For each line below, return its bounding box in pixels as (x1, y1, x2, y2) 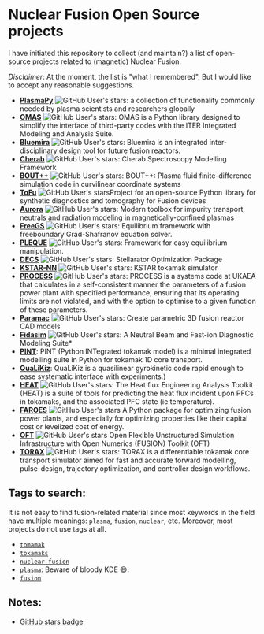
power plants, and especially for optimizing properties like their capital (19, 413, 248, 423)
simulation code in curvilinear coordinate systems (19, 179, 181, 188)
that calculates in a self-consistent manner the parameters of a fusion (19, 280, 247, 289)
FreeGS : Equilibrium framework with (19, 221, 211, 230)
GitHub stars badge (19, 617, 84, 626)
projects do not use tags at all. (8, 524, 106, 533)
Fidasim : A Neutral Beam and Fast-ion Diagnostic (19, 329, 254, 339)
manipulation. (19, 246, 65, 255)
